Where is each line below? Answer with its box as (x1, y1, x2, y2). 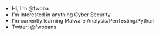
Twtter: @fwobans (11, 23, 57, 30)
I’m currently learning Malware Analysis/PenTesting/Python (11, 17, 155, 24)
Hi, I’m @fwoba (11, 5, 49, 12)
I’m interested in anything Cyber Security (11, 11, 111, 18)
